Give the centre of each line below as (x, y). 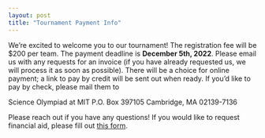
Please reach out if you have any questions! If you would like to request (124, 117)
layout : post (30, 15)
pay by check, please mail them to (64, 86)
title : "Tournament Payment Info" (65, 23)
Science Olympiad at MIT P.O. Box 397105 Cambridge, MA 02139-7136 (123, 102)
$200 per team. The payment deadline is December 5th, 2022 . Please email (132, 53)
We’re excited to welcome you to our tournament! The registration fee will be (132, 45)
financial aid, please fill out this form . (68, 125)
